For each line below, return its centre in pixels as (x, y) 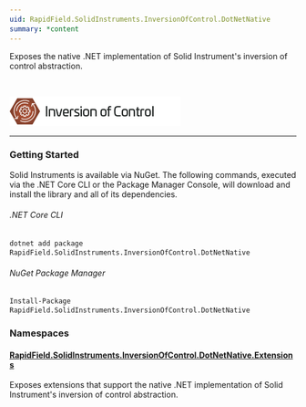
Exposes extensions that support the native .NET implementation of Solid (147, 385)
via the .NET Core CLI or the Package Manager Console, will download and (150, 184)
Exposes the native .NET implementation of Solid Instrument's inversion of (149, 56)
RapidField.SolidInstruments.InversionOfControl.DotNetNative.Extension (151, 355)
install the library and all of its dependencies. (93, 194)
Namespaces (40, 333)
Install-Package (40, 301)
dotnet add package (46, 244)
